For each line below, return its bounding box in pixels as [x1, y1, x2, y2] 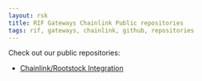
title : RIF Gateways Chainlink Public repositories [8, 19, 184, 27]
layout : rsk [8, 11, 48, 20]
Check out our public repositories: [8, 48, 121, 58]
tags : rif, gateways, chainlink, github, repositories [8, 26, 195, 34]
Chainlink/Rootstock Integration [19, 64, 124, 73]
